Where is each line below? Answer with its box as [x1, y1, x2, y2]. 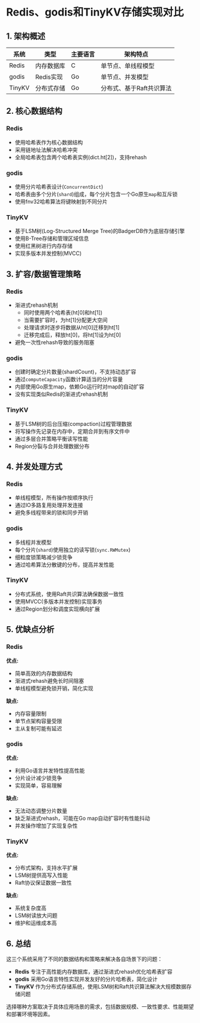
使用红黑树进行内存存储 [14, 242, 73, 250]
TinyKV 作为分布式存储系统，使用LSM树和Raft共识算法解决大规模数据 [14, 982, 186, 990]
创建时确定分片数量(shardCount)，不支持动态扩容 [14, 368, 136, 375]
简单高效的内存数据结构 [14, 670, 73, 677]
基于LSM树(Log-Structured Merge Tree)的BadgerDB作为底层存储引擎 [14, 228, 185, 235]
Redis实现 [35, 73, 63, 81]
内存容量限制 [14, 710, 46, 717]
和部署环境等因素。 [6, 1010, 54, 1018]
